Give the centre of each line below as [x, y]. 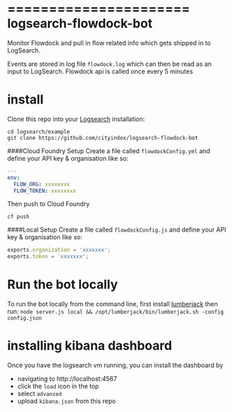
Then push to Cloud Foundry [49, 204]
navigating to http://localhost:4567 [67, 379]
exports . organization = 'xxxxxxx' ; [59, 250]
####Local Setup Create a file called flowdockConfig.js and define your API [117, 230]
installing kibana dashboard [90, 346]
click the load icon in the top [58, 386]
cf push [19, 217]
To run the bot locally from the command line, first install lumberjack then [113, 304]
